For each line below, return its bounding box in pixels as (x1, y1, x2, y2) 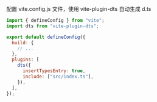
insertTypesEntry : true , (22, 68, 86, 74)
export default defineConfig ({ (6, 34, 86, 40)
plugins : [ (12, 56, 40, 63)
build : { (12, 39, 34, 46)
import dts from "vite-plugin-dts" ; (6, 23, 99, 29)
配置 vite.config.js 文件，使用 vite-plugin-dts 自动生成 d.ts (6, 5, 152, 12)
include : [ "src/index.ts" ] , (22, 73, 94, 80)
